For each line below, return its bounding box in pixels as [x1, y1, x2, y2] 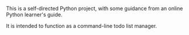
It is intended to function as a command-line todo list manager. [6, 23, 157, 29]
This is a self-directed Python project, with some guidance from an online [6, 5, 183, 12]
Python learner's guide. [6, 11, 63, 18]
